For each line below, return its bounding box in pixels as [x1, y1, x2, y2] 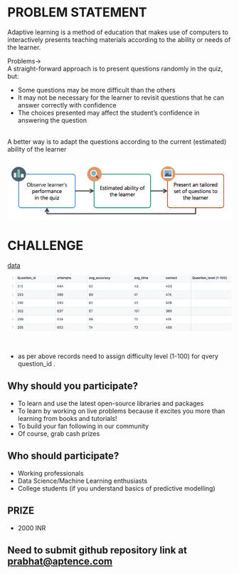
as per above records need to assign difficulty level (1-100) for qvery [17, 352, 219, 360]
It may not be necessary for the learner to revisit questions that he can [17, 93, 224, 102]
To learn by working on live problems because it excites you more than [17, 407, 225, 415]
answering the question [17, 115, 87, 125]
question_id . [17, 360, 55, 368]
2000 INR [17, 523, 46, 532]
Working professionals [17, 469, 84, 477]
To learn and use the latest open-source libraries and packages [17, 399, 204, 407]
